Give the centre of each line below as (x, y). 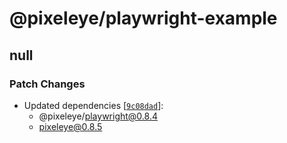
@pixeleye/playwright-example (143, 18)
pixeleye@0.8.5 (70, 126)
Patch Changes (47, 84)
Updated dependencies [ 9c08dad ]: (93, 105)
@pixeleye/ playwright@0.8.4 (98, 116)
